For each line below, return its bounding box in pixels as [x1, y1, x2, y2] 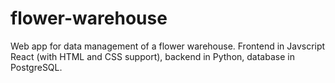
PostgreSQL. [10, 61, 63, 73]
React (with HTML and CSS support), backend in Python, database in [10, 50, 295, 62]
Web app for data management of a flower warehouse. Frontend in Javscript [10, 40, 326, 52]
